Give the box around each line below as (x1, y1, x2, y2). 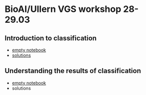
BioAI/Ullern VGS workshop (4, 3, 121, 15)
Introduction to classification (4, 34, 97, 42)
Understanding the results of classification (4, 67, 141, 75)
